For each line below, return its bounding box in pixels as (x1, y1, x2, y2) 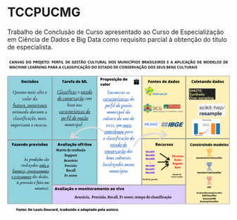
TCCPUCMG (7, 4, 81, 21)
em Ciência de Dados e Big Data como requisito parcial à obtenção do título (7, 35, 227, 43)
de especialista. (7, 42, 53, 51)
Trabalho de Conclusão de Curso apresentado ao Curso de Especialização (7, 28, 224, 36)
